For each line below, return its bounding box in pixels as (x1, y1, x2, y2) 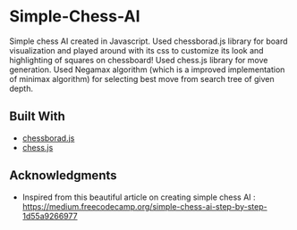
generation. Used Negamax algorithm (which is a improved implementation (9, 64, 285, 75)
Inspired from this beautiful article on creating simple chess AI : (21, 192, 257, 202)
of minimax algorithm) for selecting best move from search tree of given (9, 73, 275, 84)
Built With (9, 109, 65, 124)
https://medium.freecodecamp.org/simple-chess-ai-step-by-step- (21, 201, 267, 211)
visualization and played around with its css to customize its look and (9, 45, 264, 55)
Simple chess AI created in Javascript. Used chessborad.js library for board (9, 36, 288, 46)
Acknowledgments (9, 168, 118, 184)
